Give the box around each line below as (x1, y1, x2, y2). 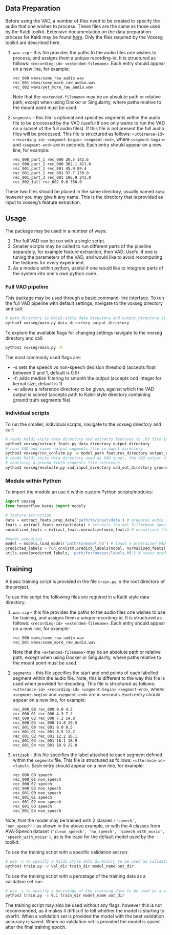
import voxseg (5, 499, 36, 504)
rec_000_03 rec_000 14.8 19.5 (12, 720, 78, 725)
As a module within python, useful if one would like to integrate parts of (12, 265, 164, 271)
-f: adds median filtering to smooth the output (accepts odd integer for (12, 375, 162, 381)
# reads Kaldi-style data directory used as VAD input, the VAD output (5, 455, 161, 461)
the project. (5, 584, 30, 590)
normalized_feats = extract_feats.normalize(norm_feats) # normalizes (5, 527, 159, 532)
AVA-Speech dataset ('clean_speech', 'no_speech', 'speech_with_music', (5, 828, 165, 834)
